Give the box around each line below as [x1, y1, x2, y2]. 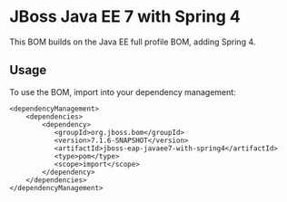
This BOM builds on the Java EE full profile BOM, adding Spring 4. [9, 36, 256, 47]
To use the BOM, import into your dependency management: [9, 86, 236, 97]
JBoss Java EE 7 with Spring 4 [9, 6, 241, 27]
